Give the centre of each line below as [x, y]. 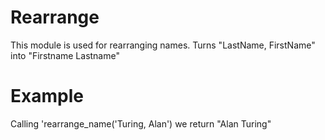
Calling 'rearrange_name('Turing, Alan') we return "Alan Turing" [141, 123]
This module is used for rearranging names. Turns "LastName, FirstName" [163, 45]
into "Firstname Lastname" [65, 55]
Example [47, 96]
